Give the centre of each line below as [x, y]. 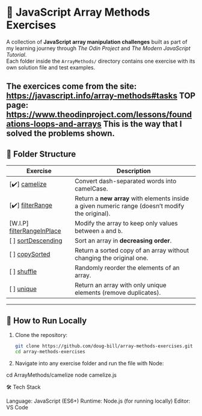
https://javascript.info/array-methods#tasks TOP [101, 96]
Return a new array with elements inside [132, 198]
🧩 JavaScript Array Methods [78, 12]
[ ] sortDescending [36, 241]
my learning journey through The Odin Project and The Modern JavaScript [98, 48]
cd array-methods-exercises [50, 351]
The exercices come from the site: [72, 87]
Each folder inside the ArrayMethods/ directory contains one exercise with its [101, 61]
